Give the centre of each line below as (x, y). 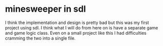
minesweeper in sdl (46, 9)
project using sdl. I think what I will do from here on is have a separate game (82, 27)
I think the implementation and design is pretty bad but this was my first (77, 23)
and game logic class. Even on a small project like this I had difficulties (76, 33)
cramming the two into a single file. (40, 38)
